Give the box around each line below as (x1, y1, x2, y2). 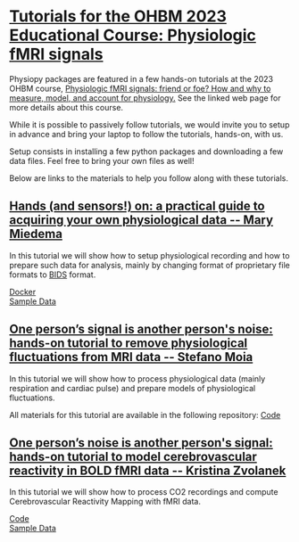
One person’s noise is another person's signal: (9, 435, 274, 450)
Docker (9, 286, 37, 297)
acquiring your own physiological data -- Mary (9, 212, 274, 228)
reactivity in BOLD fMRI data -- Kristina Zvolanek (9, 463, 287, 478)
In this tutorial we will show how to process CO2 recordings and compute (9, 487, 278, 497)
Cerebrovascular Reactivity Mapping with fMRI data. (9, 497, 201, 507)
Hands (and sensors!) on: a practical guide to (9, 199, 265, 214)
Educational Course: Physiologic (9, 25, 256, 45)
